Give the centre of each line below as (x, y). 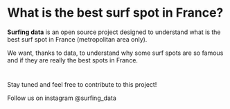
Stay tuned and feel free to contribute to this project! (82, 85)
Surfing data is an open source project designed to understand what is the (114, 32)
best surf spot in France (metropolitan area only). (77, 39)
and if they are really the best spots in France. (73, 60)
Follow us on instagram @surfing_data (62, 98)
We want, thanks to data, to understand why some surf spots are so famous (115, 53)
